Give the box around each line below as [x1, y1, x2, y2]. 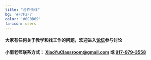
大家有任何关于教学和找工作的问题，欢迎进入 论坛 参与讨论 [5, 37, 122, 43]
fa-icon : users [5, 21, 37, 26]
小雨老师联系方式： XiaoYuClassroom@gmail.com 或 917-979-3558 [5, 49, 146, 55]
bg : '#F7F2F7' [5, 12, 35, 17]
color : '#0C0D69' [5, 16, 41, 21]
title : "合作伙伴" [5, 7, 41, 12]
